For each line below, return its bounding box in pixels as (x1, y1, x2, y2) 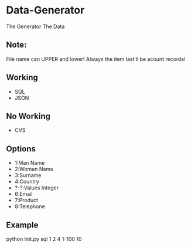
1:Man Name (14, 159, 45, 167)
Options (6, 144, 36, 154)
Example (6, 220, 39, 230)
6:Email (14, 191, 33, 198)
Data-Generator (6, 4, 85, 17)
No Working (6, 111, 51, 121)
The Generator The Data (6, 23, 65, 30)
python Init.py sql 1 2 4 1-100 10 (6, 236, 82, 242)
